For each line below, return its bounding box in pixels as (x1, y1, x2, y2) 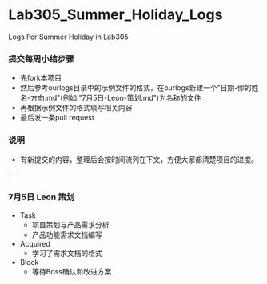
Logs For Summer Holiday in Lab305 (8, 32, 130, 41)
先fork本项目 (19, 73, 62, 83)
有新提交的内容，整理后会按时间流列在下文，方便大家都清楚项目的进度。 (19, 154, 258, 164)
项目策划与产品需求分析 (31, 219, 110, 229)
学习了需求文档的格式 (31, 248, 102, 258)
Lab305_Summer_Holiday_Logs (8, 6, 223, 24)
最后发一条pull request (19, 113, 94, 123)
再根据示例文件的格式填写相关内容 (19, 103, 133, 112)
